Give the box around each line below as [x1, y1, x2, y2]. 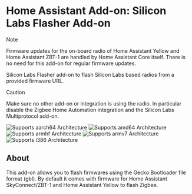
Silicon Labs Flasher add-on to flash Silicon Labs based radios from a [6, 71, 175, 78]
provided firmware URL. [6, 77, 64, 84]
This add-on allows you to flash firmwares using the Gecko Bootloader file [6, 169, 187, 176]
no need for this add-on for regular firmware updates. [6, 60, 137, 67]
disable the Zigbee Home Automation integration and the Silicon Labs [6, 106, 175, 113]
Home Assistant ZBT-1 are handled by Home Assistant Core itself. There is [6, 53, 186, 60]
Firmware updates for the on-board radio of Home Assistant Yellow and [6, 47, 180, 54]
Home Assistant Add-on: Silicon [6, 4, 167, 18]
